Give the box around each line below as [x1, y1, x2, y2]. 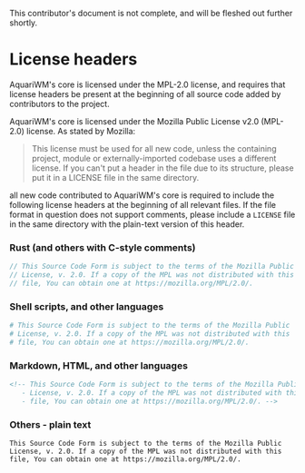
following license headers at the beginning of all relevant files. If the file [9, 199, 277, 210]
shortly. [9, 17, 38, 28]
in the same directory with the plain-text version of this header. [9, 218, 245, 230]
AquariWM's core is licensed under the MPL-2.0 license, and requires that [9, 79, 286, 90]
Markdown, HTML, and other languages [9, 359, 189, 371]
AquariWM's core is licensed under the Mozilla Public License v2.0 [9, 115, 260, 126]
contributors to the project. [9, 98, 111, 109]
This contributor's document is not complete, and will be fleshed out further [9, 8, 293, 18]
